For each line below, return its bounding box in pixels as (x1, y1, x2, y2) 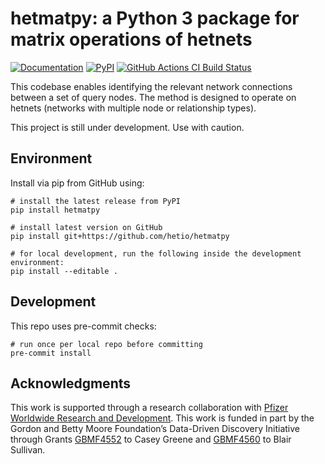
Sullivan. (10, 444, 46, 456)
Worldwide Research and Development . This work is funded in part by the (10, 412, 315, 424)
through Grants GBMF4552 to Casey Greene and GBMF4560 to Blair (10, 433, 292, 446)
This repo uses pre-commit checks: (10, 320, 157, 332)
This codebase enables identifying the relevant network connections (10, 80, 293, 92)
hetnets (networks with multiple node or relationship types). (10, 102, 257, 114)
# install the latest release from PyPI (10, 196, 182, 206)
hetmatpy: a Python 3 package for (10, 7, 300, 30)
